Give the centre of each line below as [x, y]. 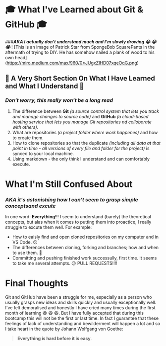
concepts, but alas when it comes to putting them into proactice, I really [78, 222]
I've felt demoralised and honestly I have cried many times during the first [80, 308]
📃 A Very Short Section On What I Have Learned [80, 78]
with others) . [25, 127]
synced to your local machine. [43, 153]
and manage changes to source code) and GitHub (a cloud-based [80, 116]
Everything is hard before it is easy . [55, 339]
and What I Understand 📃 [45, 86]
